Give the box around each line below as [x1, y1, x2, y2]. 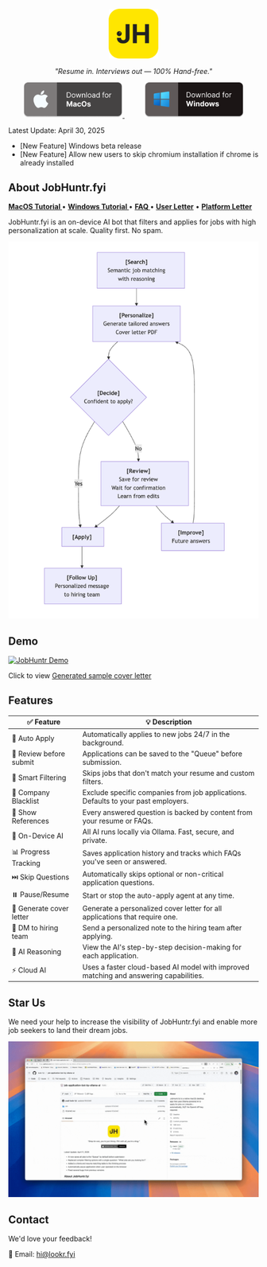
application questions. [82, 878, 155, 887]
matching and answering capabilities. [82, 970, 204, 980]
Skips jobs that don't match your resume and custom [82, 769, 255, 778]
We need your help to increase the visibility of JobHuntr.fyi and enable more [8, 1016, 258, 1027]
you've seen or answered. [82, 856, 167, 866]
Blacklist [11, 797, 40, 806]
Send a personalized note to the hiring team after [82, 923, 242, 933]
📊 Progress [11, 847, 50, 856]
